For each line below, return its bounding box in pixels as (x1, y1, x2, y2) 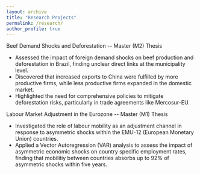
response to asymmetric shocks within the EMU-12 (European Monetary (14, 129, 194, 136)
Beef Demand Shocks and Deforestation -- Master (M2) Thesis (6, 42, 163, 50)
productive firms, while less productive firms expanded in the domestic (14, 80, 192, 87)
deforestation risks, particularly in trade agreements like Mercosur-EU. (14, 99, 190, 106)
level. (14, 67, 29, 74)
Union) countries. (14, 135, 58, 143)
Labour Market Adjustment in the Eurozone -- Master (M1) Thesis (6, 111, 168, 118)
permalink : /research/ (6, 20, 63, 26)
